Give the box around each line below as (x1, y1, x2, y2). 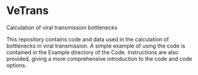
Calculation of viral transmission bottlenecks (6, 24, 117, 31)
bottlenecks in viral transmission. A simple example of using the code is (6, 42, 185, 49)
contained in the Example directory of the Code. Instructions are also (6, 48, 179, 55)
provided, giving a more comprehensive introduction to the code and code (6, 55, 193, 62)
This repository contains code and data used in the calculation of (6, 35, 169, 43)
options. (6, 62, 27, 69)
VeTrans (6, 4, 49, 18)
